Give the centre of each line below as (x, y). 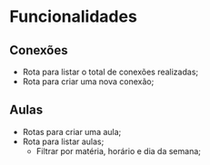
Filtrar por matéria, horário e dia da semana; (119, 150)
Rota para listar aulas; (63, 141)
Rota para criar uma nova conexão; (88, 82)
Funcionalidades (74, 17)
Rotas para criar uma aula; (72, 131)
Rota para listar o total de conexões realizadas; (110, 72)
